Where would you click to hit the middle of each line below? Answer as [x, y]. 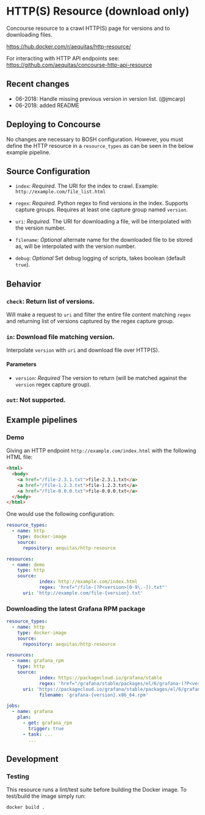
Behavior [24, 284]
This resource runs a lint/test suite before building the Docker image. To [97, 790]
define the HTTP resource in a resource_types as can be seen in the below [100, 145]
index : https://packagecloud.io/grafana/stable [101, 678]
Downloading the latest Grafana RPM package [76, 609]
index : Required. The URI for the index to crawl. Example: [87, 186]
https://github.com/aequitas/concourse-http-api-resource [79, 65]
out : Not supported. [36, 400]
